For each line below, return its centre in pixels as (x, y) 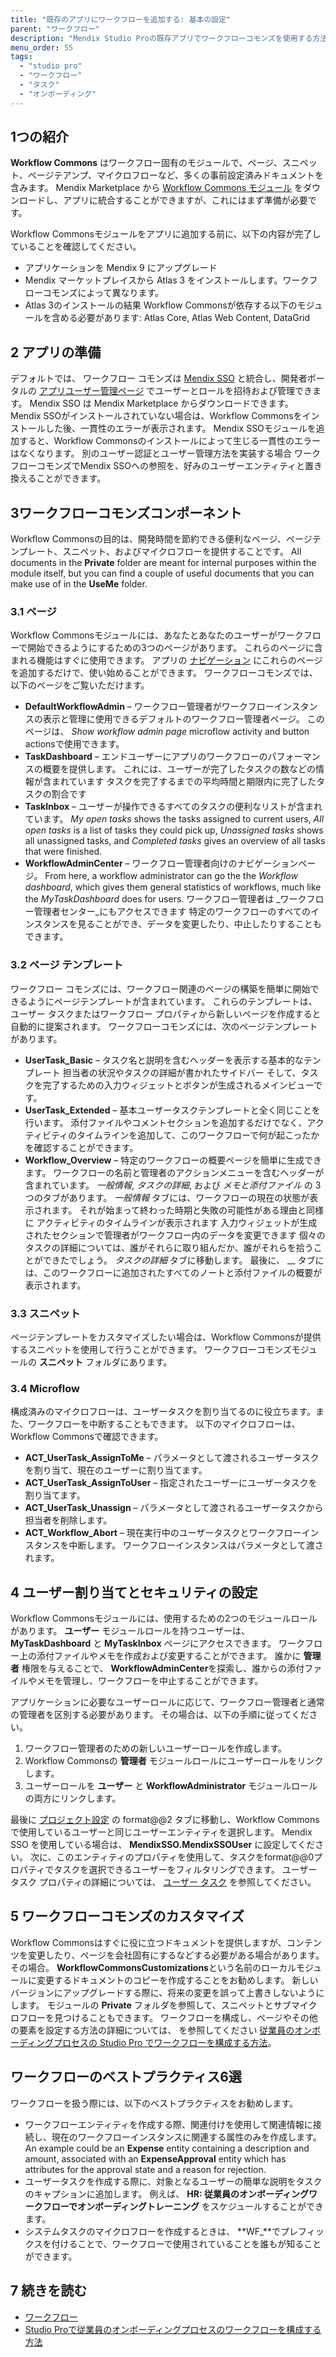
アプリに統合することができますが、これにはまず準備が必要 (185, 200)
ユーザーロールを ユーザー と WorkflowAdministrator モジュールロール (171, 1786)
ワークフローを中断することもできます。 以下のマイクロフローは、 (164, 1424)
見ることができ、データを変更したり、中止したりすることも (199, 924)
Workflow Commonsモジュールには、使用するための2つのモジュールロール (164, 1618)
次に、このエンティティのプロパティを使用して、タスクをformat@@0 (172, 1857)
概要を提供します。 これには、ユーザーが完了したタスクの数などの (179, 769)
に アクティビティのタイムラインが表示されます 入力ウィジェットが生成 (171, 1222)
